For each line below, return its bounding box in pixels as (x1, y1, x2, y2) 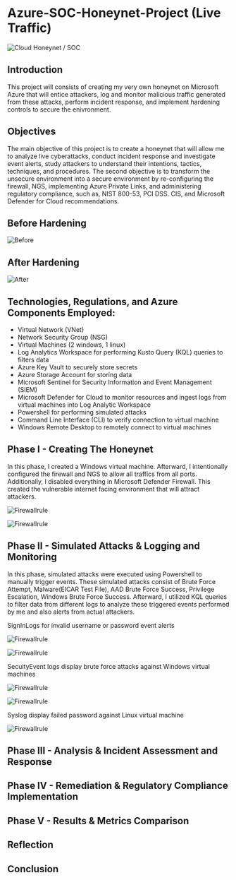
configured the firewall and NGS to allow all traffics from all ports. (7, 470, 197, 478)
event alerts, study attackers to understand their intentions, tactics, (7, 159, 202, 167)
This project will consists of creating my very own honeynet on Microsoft (7, 83, 219, 91)
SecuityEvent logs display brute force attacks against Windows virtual (7, 662, 210, 670)
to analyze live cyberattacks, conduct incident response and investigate (7, 152, 216, 160)
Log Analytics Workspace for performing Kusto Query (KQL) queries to (17, 348, 223, 356)
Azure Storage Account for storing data (17, 371, 132, 379)
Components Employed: (7, 307, 116, 319)
